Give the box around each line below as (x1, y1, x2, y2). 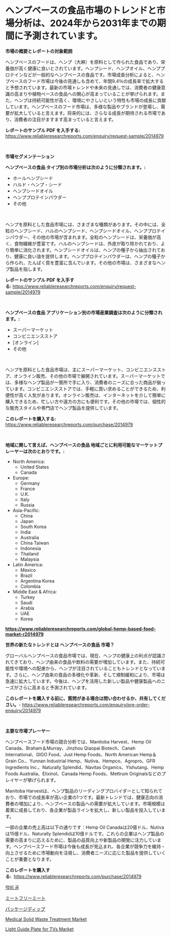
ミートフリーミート (5, 895, 46, 901)
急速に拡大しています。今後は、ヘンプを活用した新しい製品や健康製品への (5, 678, 161, 684)
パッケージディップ (5, 906, 45, 912)
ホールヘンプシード (12, 175, 54, 181)
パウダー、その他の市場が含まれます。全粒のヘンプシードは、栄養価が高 (9, 234, 162, 240)
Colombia (20, 583, 41, 589)
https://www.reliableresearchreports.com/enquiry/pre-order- (22, 702, 150, 708)
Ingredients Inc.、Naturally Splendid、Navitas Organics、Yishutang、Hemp (5, 764, 164, 770)
